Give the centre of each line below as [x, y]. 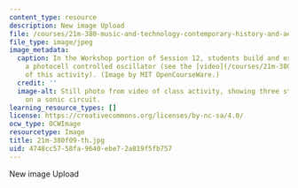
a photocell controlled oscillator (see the [109, 67]
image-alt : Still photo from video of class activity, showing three [148, 91]
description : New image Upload [67, 26]
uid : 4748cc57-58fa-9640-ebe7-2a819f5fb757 [91, 148]
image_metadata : [39, 50]
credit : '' [37, 83]
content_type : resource [53, 17]
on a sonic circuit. [63, 99]
